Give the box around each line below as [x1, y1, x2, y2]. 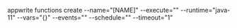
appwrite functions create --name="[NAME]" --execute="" [7, 6, 179, 14]
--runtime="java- [180, 6, 231, 14]
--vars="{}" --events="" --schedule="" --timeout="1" [16, 13, 173, 22]
